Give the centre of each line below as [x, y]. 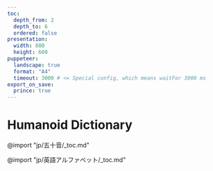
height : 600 [31, 53]
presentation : [28, 39]
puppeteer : [23, 59]
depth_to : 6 [31, 26]
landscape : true [37, 65]
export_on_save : [31, 84]
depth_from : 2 [34, 20]
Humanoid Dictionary [70, 125]
